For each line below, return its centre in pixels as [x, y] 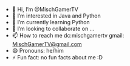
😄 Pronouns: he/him [38, 51]
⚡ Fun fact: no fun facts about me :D [57, 57]
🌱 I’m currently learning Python [51, 22]
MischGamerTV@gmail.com [47, 44]
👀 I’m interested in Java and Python [56, 16]
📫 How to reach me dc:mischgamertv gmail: [68, 35]
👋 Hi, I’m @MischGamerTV [45, 9]
